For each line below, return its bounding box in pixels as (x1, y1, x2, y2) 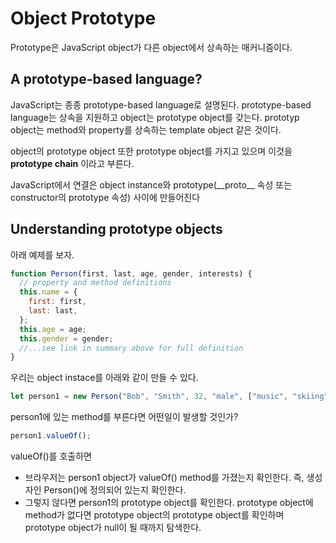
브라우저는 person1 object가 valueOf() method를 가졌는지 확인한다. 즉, (24, 472, 305, 484)
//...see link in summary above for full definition (19, 343, 244, 353)
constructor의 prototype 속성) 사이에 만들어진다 (10, 191, 201, 203)
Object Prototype (10, 7, 157, 30)
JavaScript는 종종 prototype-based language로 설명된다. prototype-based (10, 98, 312, 111)
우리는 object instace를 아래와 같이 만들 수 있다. (10, 372, 199, 384)
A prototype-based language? (10, 71, 203, 88)
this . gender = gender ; (19, 333, 114, 344)
